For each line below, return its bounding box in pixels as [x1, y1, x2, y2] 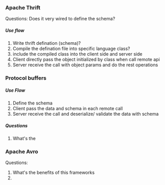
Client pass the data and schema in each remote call [12, 105, 123, 112]
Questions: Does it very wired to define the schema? [5, 16, 116, 22]
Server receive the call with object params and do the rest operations [12, 62, 158, 68]
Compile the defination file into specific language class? [12, 45, 130, 52]
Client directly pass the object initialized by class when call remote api [12, 57, 160, 63]
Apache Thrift [5, 4, 41, 11]
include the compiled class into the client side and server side [12, 51, 143, 57]
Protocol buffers [5, 74, 47, 82]
